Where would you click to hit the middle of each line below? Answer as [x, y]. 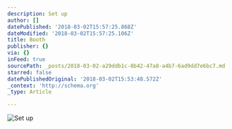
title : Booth [26, 40]
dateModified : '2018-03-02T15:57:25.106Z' [71, 33]
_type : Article [30, 92]
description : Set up [38, 14]
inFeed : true [26, 60]
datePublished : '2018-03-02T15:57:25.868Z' [72, 27]
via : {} [19, 53]
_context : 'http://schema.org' [53, 86]
